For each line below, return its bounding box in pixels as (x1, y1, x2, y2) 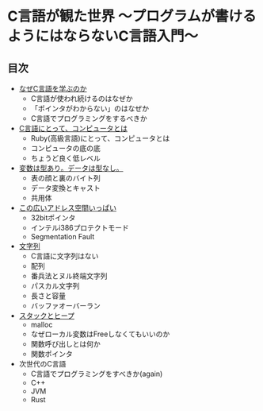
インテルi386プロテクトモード (30, 223, 129, 232)
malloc (30, 320, 53, 329)
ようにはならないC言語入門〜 (7, 27, 199, 45)
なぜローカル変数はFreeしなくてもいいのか (30, 329, 170, 339)
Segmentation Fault (30, 232, 95, 241)
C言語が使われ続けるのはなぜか (30, 94, 134, 103)
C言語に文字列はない (30, 251, 99, 261)
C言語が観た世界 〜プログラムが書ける (7, 7, 257, 25)
